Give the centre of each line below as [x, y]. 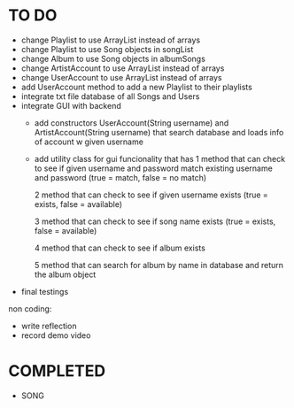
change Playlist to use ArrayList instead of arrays [111, 40]
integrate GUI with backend [71, 105]
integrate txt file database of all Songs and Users [110, 96]
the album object [65, 274]
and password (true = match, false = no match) [120, 177]
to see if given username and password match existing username [154, 168]
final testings [45, 291]
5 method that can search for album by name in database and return [159, 265]
